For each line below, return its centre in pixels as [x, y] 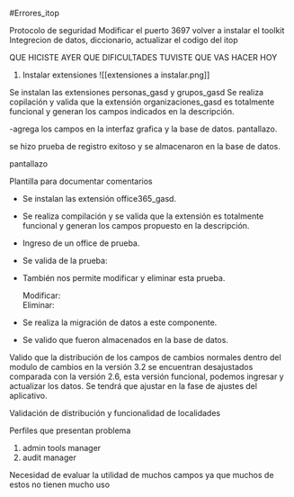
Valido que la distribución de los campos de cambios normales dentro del [145, 357]
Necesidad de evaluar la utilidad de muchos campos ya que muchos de [142, 475]
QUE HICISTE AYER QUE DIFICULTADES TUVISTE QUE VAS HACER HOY [143, 57]
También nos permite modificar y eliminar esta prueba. [124, 278]
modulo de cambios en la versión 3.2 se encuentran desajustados [131, 367]
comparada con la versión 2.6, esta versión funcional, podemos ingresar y [147, 376]
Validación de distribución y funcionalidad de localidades [115, 413]
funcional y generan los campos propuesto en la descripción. [136, 226]
